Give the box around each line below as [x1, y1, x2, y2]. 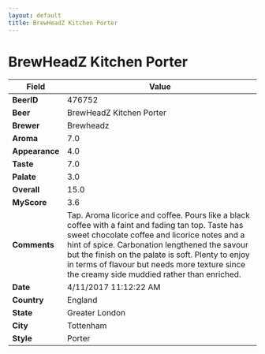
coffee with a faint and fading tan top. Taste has [66, 220, 244, 231]
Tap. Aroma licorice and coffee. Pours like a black [66, 210, 250, 221]
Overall [12, 184, 40, 196]
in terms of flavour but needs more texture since [66, 259, 246, 270]
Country [12, 295, 44, 306]
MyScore [12, 197, 47, 208]
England [66, 295, 98, 306]
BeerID [12, 95, 39, 106]
